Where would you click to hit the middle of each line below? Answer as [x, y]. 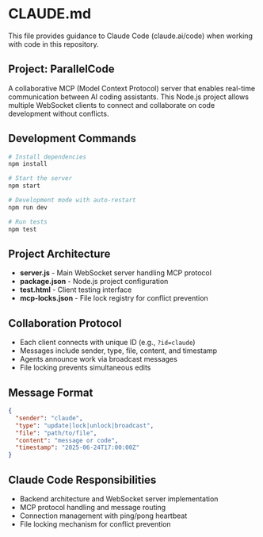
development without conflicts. [59, 113]
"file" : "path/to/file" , [56, 433]
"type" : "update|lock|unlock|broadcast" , [85, 425]
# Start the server [40, 178]
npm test [23, 229]
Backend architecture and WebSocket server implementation [119, 499]
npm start [25, 186]
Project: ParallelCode [61, 69]
